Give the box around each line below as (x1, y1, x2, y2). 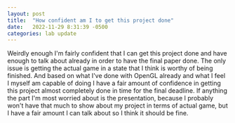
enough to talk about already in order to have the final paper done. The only (7, 57, 227, 65)
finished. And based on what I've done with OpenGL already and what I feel (7, 72, 226, 80)
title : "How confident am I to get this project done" (7, 17, 174, 24)
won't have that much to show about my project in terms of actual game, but (7, 101, 228, 110)
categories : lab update (7, 30, 77, 37)
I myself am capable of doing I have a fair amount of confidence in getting (7, 79, 221, 88)
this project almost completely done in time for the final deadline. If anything (7, 86, 228, 95)
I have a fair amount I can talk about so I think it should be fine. (7, 109, 189, 117)
